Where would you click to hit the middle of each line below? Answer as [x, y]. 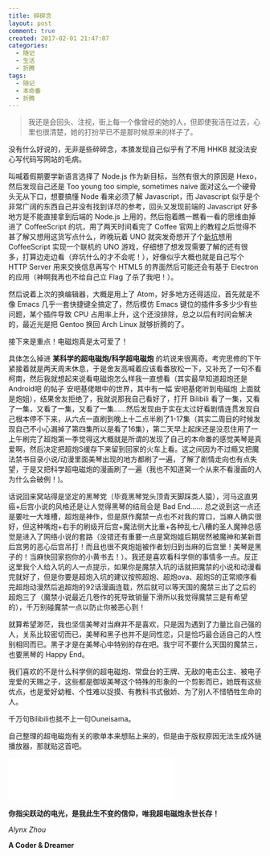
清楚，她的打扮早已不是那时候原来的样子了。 [123, 132]
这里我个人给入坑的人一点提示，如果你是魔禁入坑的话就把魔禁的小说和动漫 [131, 567]
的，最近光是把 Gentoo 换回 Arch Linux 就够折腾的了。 [98, 325]
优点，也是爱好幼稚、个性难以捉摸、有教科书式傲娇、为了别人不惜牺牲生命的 [135, 692]
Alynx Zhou [27, 829]
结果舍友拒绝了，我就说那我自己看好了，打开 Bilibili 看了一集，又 [146, 399]
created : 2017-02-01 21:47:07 [59, 38]
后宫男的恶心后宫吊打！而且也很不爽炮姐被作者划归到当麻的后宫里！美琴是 [131, 547]
